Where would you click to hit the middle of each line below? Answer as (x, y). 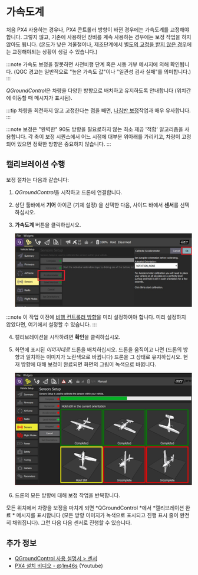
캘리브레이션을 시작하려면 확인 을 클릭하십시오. (67, 336)
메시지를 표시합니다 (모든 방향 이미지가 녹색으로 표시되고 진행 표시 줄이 (97, 515)
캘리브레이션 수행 (36, 164)
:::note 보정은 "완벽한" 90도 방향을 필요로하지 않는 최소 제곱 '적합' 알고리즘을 (95, 129)
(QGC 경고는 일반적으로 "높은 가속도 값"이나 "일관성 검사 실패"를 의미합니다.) (103, 71)
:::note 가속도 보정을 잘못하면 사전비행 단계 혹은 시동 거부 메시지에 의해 (88, 64)
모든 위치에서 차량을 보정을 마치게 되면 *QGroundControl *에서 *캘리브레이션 (95, 508)
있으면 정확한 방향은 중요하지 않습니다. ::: (64, 144)
